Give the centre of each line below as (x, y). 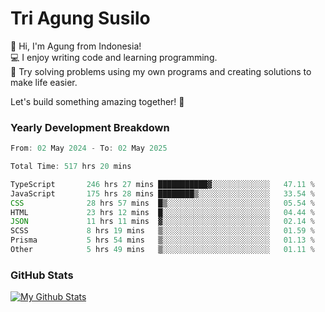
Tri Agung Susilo (80, 18)
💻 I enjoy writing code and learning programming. (114, 57)
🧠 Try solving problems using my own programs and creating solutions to (161, 71)
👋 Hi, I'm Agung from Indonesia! (76, 46)
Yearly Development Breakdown (90, 127)
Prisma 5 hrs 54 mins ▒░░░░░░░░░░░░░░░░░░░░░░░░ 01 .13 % (162, 240)
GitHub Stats (42, 275)
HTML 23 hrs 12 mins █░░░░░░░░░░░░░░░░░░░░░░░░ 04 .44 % (162, 212)
